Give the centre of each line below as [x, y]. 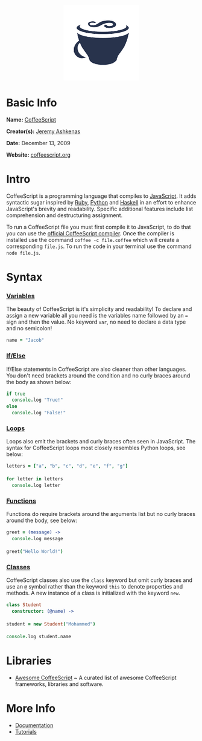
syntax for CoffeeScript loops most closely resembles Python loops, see [96, 448]
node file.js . [23, 252]
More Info [31, 709]
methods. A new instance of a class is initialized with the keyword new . [93, 593]
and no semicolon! [29, 328]
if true [16, 394]
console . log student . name [39, 637]
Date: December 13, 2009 [38, 143]
